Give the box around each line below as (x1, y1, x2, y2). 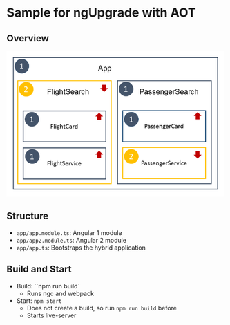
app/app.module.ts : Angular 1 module (16, 228, 122, 236)
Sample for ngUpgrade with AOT (6, 5, 196, 21)
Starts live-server (26, 311, 77, 319)
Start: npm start (16, 296, 62, 305)
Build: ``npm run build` (16, 281, 80, 290)
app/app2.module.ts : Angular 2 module (16, 236, 127, 244)
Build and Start (6, 263, 72, 275)
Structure (6, 210, 49, 222)
